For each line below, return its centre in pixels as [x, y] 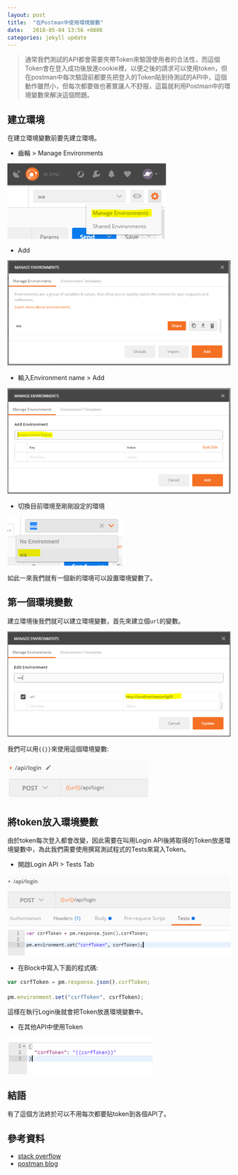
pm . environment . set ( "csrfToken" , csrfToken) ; [75, 997]
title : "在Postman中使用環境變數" [56, 22]
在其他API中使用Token [50, 1027]
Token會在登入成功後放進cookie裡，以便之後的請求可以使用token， [123, 68]
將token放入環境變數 [53, 822]
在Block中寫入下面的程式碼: [58, 968]
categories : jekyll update [47, 38]
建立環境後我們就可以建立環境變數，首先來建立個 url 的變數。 [96, 621]
